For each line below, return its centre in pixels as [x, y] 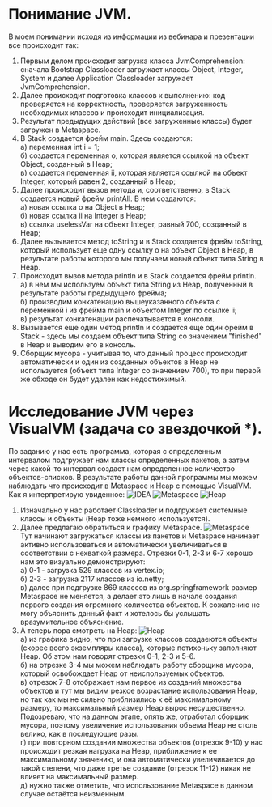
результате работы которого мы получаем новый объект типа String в [142, 258]
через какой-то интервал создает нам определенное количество [122, 468]
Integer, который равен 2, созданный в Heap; [98, 181]
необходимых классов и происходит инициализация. [112, 112]
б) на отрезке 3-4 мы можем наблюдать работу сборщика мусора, [137, 665]
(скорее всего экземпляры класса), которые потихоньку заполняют [138, 648]
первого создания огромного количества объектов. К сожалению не [140, 605]
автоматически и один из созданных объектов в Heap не [119, 362]
